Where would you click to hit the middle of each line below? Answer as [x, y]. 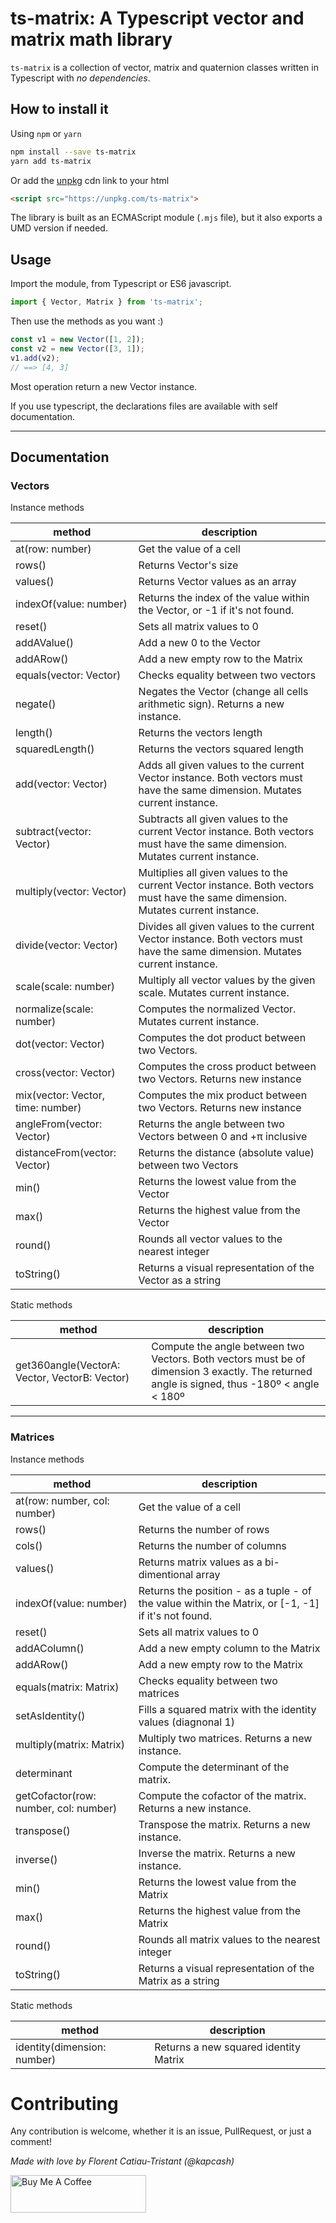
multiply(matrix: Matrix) [70, 1744]
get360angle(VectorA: [68, 1365]
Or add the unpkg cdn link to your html [90, 180]
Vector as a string [180, 1280]
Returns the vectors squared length [221, 749]
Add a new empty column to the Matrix [229, 1648]
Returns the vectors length [200, 733]
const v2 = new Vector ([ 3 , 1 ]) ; [77, 348]
